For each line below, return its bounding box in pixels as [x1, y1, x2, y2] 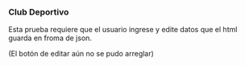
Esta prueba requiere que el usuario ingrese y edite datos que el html [8, 25, 238, 35]
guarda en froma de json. [8, 33, 93, 43]
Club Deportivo [8, 6, 69, 18]
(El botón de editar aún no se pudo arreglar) [8, 49, 155, 59]
